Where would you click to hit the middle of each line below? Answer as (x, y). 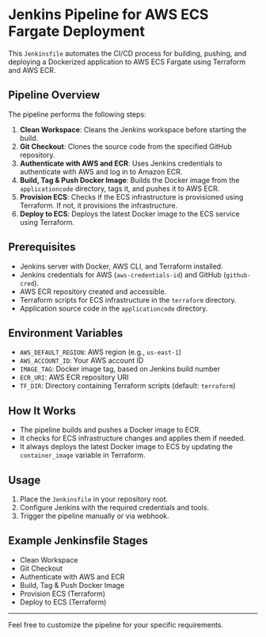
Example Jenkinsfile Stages (78, 541)
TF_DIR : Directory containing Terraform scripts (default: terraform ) (127, 386)
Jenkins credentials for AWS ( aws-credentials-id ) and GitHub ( (123, 274)
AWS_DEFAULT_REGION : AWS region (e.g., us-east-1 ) (101, 352)
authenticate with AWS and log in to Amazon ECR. (101, 171)
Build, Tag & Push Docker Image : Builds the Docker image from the (129, 180)
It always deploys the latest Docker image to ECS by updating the (126, 447)
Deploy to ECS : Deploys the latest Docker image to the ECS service (129, 214)
